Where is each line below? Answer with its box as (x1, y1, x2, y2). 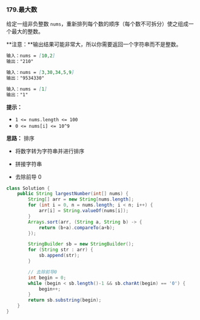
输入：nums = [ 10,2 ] (6, 53, 56, 59)
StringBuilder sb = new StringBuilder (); (28, 241, 135, 247)
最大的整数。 (11, 28, 44, 35)
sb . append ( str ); (38, 253, 80, 259)
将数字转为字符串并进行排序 (15, 147, 85, 155)
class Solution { (6, 185, 50, 192)
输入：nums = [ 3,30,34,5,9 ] (6, 70, 75, 76)
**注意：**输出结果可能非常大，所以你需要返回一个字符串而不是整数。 (6, 41, 182, 48)
